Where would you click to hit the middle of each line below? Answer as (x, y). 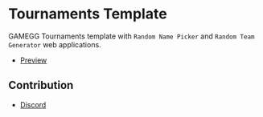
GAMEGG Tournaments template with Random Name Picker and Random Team (131, 36)
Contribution (41, 85)
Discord (33, 104)
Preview (33, 60)
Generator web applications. (55, 44)
